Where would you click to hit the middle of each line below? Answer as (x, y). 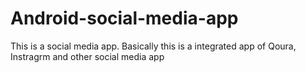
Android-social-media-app (124, 18)
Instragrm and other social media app (87, 56)
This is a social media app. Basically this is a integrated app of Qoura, (153, 46)
